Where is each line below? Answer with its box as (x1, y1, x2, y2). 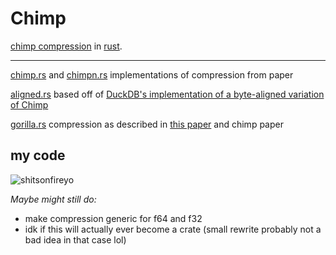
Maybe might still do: (10, 193, 97, 205)
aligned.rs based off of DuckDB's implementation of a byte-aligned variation (10, 88, 325, 100)
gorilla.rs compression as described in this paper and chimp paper (10, 118, 284, 130)
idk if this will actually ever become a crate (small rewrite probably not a (24, 223, 322, 235)
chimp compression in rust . (10, 40, 123, 52)
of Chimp (10, 98, 49, 111)
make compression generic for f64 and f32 (24, 212, 203, 224)
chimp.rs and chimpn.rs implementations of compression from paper (10, 68, 294, 81)
